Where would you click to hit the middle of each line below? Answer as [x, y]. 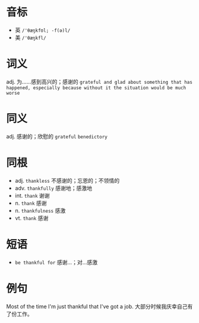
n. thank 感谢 [31, 203]
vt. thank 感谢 [32, 218]
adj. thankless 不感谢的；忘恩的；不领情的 [67, 180]
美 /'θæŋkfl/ [31, 37]
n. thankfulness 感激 [40, 210]
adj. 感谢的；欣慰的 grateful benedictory [57, 136]
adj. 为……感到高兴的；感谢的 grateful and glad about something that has [99, 81]
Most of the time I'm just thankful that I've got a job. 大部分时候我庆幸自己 [97, 306]
